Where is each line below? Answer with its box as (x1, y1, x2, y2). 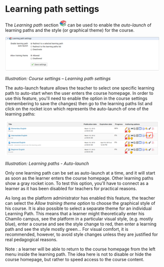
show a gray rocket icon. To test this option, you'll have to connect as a (5, 180, 149, 186)
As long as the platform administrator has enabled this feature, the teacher (5, 195, 155, 201)
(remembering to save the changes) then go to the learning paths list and (5, 101, 153, 107)
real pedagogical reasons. (5, 237, 58, 243)
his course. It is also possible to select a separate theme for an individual (5, 205, 152, 211)
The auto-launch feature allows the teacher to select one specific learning (5, 85, 155, 91)
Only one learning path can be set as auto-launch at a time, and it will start (5, 170, 156, 176)
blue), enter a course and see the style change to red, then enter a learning (5, 221, 157, 227)
